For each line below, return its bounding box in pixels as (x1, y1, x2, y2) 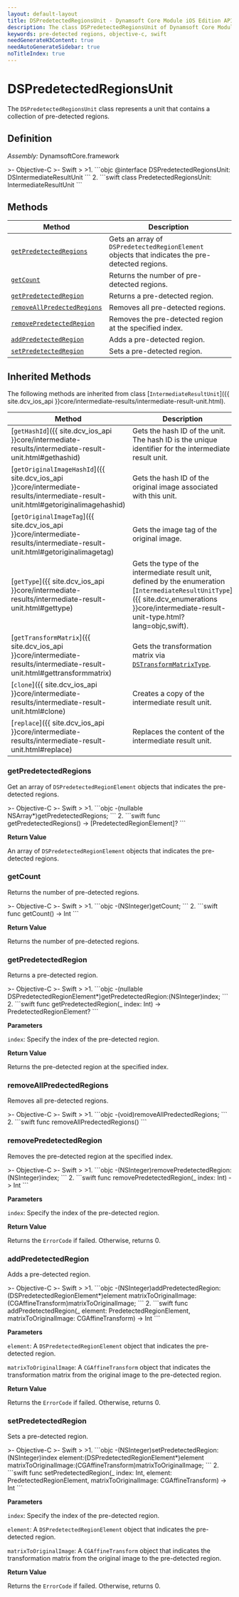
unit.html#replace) (11, 745, 73, 755)
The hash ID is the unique (132, 435, 218, 445)
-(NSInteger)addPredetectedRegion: (115, 1284, 221, 1293)
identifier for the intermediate (132, 444, 230, 454)
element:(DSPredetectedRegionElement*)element (59, 1454, 204, 1462)
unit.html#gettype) (11, 603, 73, 613)
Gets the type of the (132, 558, 199, 568)
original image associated (132, 482, 218, 492)
